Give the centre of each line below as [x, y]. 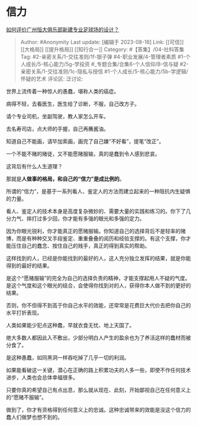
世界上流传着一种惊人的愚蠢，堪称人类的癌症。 [62, 91]
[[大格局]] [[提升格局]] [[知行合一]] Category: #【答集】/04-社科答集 [102, 49]
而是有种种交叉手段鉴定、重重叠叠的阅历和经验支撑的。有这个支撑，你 [101, 238]
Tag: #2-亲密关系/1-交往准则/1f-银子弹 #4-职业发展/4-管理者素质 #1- [103, 56]
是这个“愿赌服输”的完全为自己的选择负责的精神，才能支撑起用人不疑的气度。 [98, 278]
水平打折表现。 [24, 312]
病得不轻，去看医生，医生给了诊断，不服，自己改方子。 [73, 104]
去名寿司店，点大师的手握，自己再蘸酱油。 [57, 129]
